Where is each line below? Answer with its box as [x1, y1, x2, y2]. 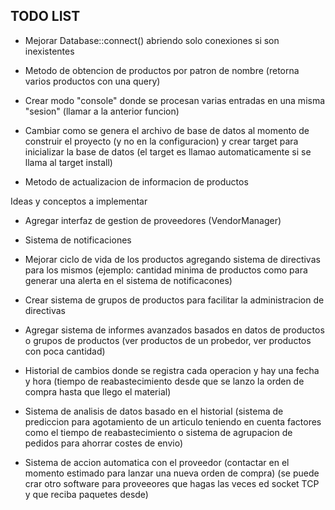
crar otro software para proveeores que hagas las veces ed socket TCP [24, 477, 320, 489]
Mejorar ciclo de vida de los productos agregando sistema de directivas [24, 253, 321, 265]
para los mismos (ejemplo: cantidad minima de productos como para [24, 264, 308, 276]
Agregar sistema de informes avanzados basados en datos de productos [24, 324, 325, 336]
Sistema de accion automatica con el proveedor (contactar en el [24, 456, 290, 468]
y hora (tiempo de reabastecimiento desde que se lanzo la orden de [24, 375, 305, 387]
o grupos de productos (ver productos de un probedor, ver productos [24, 334, 312, 346]
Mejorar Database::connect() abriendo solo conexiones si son [24, 34, 280, 46]
